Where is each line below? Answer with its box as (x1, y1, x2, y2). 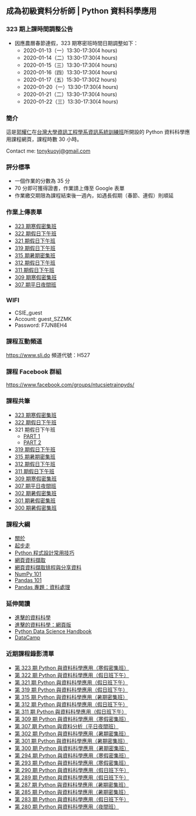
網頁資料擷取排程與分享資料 (14, 564, 82, 571)
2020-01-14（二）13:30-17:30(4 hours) (23, 54, 118, 61)
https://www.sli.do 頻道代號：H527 (6, 352, 91, 359)
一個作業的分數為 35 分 (14, 178, 70, 185)
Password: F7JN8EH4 (14, 321, 67, 329)
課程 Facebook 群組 (6, 368, 62, 376)
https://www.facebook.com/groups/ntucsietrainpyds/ (6, 381, 135, 388)
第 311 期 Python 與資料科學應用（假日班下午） (14, 708, 128, 715)
